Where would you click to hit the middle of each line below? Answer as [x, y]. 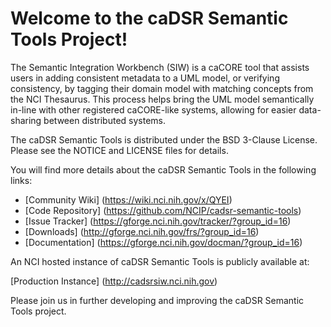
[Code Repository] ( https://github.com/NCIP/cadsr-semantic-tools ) [163, 210]
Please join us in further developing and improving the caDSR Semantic [157, 300]
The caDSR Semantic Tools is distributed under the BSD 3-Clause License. [164, 139]
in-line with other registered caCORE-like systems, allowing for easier [153, 109]
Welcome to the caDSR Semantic [149, 18]
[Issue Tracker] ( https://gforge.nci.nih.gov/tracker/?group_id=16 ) [158, 221]
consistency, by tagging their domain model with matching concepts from [162, 88]
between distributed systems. [105, 120]
